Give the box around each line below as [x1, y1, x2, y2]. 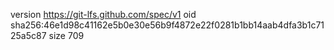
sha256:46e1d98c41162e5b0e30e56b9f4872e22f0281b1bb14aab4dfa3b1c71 [10, 19, 325, 31]
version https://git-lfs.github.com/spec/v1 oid [10, 9, 197, 20]
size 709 [48, 30, 85, 41]
